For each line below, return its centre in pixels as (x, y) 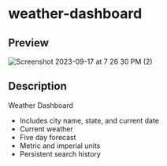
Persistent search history (60, 153)
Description (37, 86)
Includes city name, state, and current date (89, 120)
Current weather (46, 129)
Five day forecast (48, 137)
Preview (29, 43)
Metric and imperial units (60, 146)
